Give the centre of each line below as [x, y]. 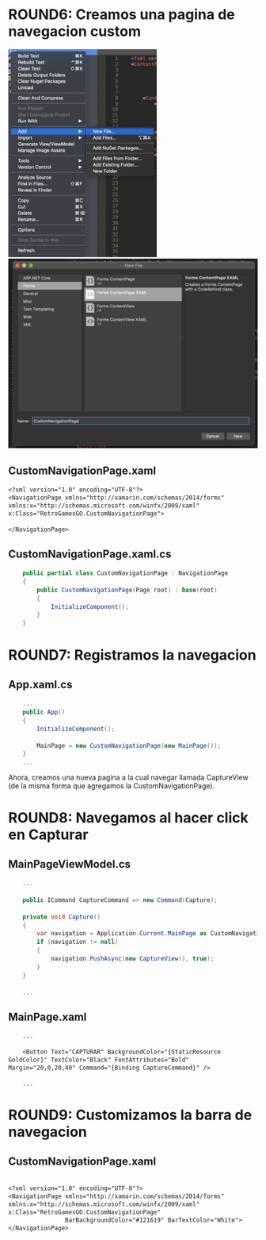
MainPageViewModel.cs [70, 864]
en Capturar [48, 835]
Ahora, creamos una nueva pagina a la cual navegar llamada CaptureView [128, 778]
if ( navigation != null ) [78, 942]
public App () [44, 712]
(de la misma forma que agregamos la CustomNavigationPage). [112, 786]
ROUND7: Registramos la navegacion [132, 655]
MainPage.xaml [47, 1017]
